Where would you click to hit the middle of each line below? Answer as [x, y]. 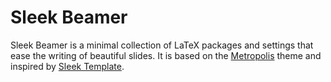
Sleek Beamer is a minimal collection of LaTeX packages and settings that [162, 45]
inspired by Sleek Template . [67, 66]
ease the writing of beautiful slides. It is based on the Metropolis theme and [166, 55]
